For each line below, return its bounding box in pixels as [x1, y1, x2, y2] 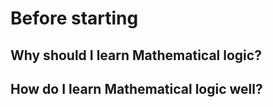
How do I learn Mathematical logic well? [10, 80, 263, 97]
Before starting [10, 7, 139, 30]
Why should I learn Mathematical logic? [10, 47, 262, 64]
